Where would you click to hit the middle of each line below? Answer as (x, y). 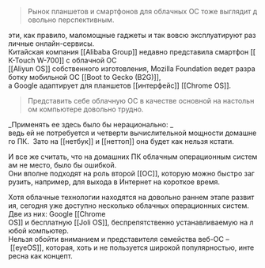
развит (243, 197)
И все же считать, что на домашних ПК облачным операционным (120, 157)
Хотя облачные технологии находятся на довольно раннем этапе (119, 197)
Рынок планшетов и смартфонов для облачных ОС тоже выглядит (139, 11)
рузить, (21, 182)
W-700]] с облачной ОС (77, 60)
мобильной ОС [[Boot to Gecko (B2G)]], (95, 77)
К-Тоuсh (22, 60)
